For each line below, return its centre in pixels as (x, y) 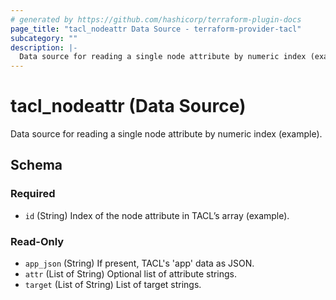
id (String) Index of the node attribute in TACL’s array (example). (157, 215)
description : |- (44, 47)
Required (33, 194)
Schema (36, 165)
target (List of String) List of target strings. (113, 285)
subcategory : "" (44, 38)
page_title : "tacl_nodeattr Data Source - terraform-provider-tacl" (156, 29)
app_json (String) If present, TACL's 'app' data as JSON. (139, 263)
